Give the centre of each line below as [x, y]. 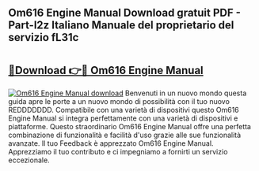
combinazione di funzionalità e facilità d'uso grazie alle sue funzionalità [125, 135]
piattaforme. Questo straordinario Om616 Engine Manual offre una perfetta [130, 126]
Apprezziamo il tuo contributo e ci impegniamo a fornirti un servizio [118, 152]
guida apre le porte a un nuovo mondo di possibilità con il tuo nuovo [119, 101]
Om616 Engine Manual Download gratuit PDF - [125, 13]
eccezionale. [29, 160]
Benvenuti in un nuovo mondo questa [186, 93]
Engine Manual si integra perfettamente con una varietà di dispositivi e [123, 118]
